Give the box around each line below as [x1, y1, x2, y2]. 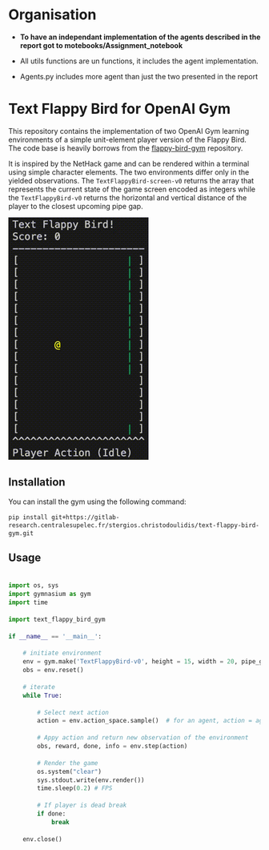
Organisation [8, 6, 97, 24]
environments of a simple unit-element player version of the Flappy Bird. [8, 135, 247, 144]
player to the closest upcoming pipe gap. [8, 201, 143, 211]
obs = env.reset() [22, 667, 84, 675]
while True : [22, 691, 62, 699]
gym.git [8, 529, 34, 538]
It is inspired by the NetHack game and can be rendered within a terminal [8, 159, 250, 168]
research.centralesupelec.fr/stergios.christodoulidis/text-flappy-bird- [8, 521, 260, 530]
